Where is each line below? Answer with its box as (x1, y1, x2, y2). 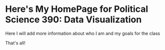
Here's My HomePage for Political (5, 3, 148, 15)
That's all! (5, 40, 26, 46)
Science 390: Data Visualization (5, 14, 142, 25)
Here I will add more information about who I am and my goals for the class (5, 30, 160, 36)
